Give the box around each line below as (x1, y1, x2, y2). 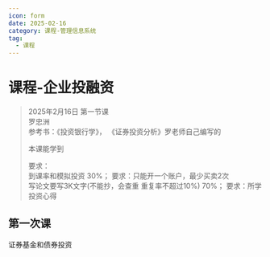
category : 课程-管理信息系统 (8, 27, 97, 35)
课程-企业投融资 (8, 79, 114, 97)
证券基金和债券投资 (8, 239, 73, 249)
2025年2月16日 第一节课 (27, 107, 109, 116)
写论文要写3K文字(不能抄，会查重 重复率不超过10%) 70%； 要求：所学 (27, 182, 262, 191)
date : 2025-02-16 (8, 19, 67, 27)
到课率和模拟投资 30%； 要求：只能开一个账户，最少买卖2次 (27, 171, 230, 181)
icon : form (8, 11, 45, 20)
